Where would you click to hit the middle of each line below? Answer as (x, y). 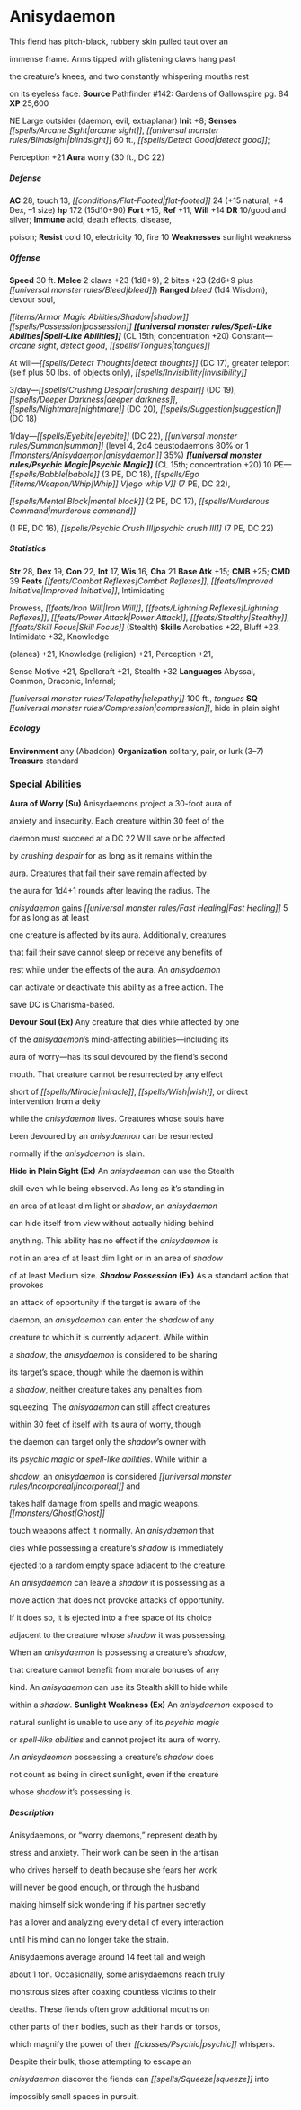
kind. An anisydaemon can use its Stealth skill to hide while (119, 1687)
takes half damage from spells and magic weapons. (105, 1504)
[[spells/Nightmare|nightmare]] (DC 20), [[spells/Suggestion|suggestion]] (146, 409)
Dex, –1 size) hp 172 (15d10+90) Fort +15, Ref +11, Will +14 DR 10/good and (148, 209)
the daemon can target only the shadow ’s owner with (108, 1442)
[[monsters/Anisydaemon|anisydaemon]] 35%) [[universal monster (136, 455)
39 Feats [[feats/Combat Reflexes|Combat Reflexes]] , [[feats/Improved (142, 581)
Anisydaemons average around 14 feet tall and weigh (107, 1957)
